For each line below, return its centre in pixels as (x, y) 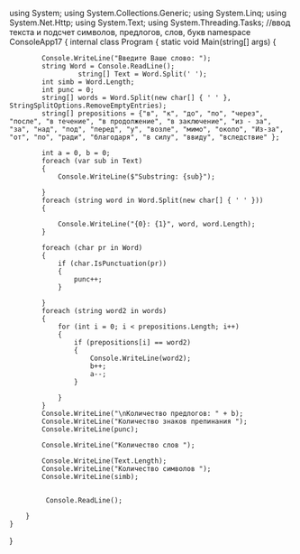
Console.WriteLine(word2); (141, 358)
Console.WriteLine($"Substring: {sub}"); (136, 177)
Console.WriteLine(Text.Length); (105, 461)
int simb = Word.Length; (88, 82)
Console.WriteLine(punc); (91, 429)
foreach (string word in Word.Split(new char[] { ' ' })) (153, 200)
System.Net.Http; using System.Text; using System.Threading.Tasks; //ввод (150, 23)
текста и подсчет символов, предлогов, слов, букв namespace (130, 32)
